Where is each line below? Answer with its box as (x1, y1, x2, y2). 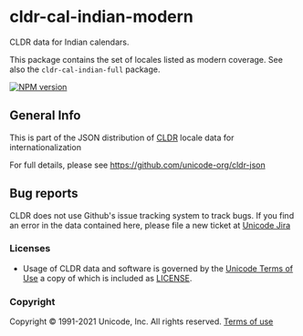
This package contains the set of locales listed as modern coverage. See (9, 54, 283, 65)
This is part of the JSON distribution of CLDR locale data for (9, 132, 235, 143)
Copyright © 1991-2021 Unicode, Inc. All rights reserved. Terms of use (9, 316, 274, 327)
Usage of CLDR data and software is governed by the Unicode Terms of (22, 262, 294, 274)
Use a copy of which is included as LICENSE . (22, 272, 193, 283)
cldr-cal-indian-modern (9, 6, 194, 27)
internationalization (9, 141, 82, 152)
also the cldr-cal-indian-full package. (9, 64, 161, 75)
